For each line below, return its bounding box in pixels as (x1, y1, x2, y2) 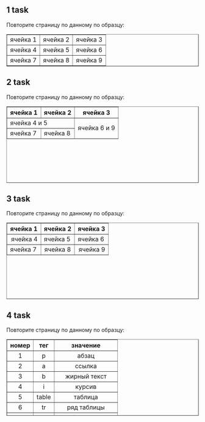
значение (71, 341, 101, 350)
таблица (73, 393, 98, 401)
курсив (75, 382, 96, 391)
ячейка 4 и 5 (10, 119, 48, 127)
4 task (6, 310, 31, 320)
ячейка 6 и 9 (77, 124, 115, 132)
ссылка (74, 362, 97, 371)
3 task (6, 194, 31, 204)
